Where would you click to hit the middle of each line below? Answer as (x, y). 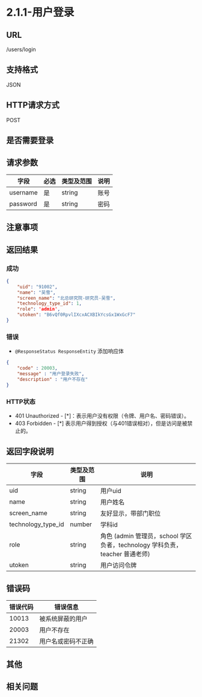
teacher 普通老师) (125, 554)
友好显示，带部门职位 (130, 513)
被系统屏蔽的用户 (64, 619)
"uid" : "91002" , (38, 287)
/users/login (21, 49)
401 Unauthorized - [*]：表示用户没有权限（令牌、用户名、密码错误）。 (102, 415)
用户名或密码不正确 (67, 641)
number (81, 524)
